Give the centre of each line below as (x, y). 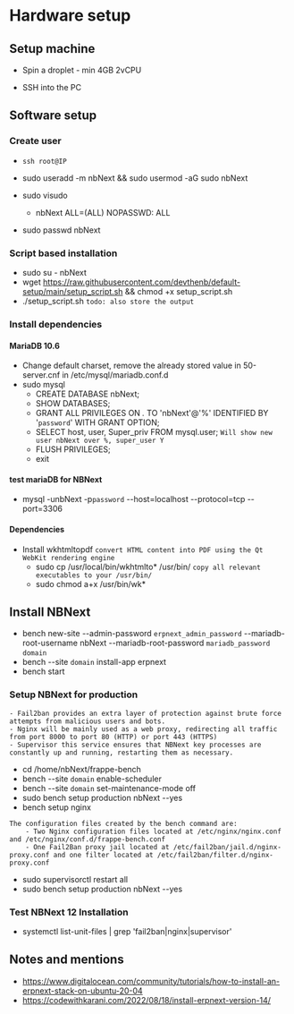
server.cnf (41, 375)
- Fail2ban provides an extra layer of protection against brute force (145, 713)
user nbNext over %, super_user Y (100, 441)
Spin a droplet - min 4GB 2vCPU (82, 70)
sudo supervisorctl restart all (75, 879)
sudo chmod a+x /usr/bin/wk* (90, 584)
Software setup (53, 116)
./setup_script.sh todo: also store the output (108, 301)
